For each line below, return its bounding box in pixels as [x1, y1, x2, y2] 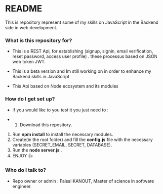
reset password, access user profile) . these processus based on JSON [12, 53, 158, 59]
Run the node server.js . [12, 147, 62, 153]
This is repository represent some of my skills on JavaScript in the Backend [5, 19, 159, 25]
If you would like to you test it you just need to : [12, 107, 109, 113]
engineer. [12, 183, 32, 189]
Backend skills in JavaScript [12, 74, 70, 80]
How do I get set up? [5, 96, 55, 102]
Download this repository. [19, 122, 72, 128]
